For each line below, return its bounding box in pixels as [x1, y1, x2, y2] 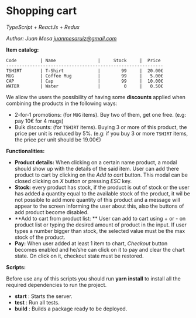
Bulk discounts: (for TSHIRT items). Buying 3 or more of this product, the [14, 123, 187, 130]
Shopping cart [6, 4, 77, 18]
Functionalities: [6, 147, 45, 154]
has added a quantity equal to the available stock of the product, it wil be [14, 190, 190, 197]
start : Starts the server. [14, 292, 73, 300]
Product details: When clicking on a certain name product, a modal [14, 158, 177, 165]
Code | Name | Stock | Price [6, 57, 161, 63]
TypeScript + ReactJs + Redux [6, 23, 80, 31]
